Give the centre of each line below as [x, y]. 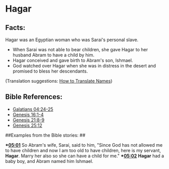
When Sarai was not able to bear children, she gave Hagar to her [80, 49]
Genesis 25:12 [27, 125]
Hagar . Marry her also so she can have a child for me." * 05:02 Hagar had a [85, 156]
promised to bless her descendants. [50, 71]
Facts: [15, 28]
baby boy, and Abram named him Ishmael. [49, 161]
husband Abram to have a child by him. [54, 55]
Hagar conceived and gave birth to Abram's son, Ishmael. [73, 60]
